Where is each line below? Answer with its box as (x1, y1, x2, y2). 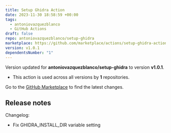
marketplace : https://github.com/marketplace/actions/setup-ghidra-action (5, 41, 167, 46)
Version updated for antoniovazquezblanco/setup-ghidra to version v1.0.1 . (5, 64, 164, 70)
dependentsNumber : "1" (5, 50, 53, 55)
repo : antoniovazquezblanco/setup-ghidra (5, 36, 95, 41)
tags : (5, 17, 17, 22)
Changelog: (5, 112, 30, 118)
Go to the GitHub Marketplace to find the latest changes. (5, 84, 124, 90)
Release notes (5, 98, 51, 107)
